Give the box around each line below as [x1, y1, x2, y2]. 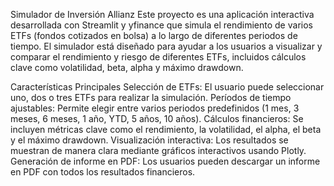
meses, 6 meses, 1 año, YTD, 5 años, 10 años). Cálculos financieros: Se [10, 113, 304, 124]
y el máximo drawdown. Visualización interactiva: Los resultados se [10, 134, 289, 146]
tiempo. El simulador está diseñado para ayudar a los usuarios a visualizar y [10, 40, 323, 52]
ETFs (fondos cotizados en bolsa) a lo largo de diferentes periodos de [10, 30, 298, 41]
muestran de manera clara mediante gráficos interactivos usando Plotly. [10, 145, 307, 156]
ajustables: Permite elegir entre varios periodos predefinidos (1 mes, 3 [10, 102, 300, 114]
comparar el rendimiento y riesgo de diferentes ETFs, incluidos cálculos [10, 51, 307, 63]
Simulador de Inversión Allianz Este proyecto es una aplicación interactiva [10, 9, 315, 20]
